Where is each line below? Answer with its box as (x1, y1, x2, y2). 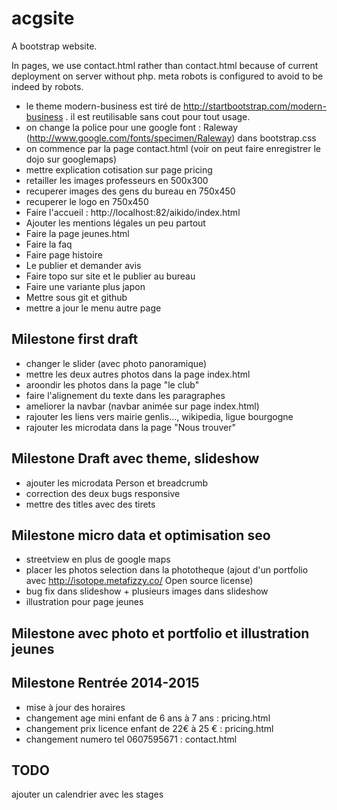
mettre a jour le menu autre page (25, 302, 162, 314)
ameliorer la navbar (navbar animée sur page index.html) (25, 400, 260, 412)
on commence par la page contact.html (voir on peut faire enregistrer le (25, 142, 322, 154)
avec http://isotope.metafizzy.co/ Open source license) (25, 575, 254, 587)
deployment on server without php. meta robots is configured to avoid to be (11, 70, 324, 82)
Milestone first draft (11, 331, 139, 348)
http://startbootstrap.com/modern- (182, 100, 327, 112)
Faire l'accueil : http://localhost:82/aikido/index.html (25, 206, 241, 218)
